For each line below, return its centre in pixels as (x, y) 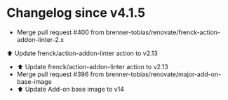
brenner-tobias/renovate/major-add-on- (163, 74)
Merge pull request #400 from (60, 32)
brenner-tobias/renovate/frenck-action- (163, 32)
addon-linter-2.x (40, 39)
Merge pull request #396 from (60, 74)
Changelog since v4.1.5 (76, 13)
